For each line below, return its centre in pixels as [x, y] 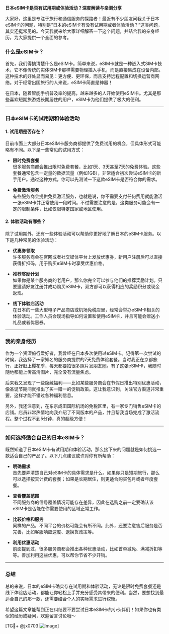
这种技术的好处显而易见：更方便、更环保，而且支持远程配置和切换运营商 [80, 76]
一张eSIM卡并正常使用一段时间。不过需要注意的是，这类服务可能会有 [84, 203]
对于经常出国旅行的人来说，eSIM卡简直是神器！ [63, 83]
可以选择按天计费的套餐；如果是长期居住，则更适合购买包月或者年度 [83, 479]
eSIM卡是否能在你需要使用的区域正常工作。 [58, 509]
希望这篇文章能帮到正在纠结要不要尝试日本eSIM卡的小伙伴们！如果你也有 [81, 609]
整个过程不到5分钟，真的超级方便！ [51, 418]
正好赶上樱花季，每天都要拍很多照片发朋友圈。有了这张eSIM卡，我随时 [88, 366]
